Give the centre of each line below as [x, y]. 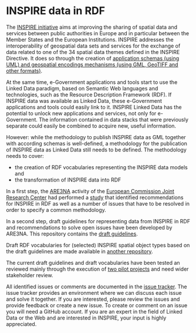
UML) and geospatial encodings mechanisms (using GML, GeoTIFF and [92, 64]
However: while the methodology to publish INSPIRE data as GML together [96, 137]
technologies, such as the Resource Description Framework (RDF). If [89, 95]
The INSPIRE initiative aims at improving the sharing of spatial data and [92, 27]
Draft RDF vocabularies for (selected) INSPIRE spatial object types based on [98, 245]
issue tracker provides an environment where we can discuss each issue [94, 292]
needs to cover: [25, 156]
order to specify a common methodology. [56, 210]
